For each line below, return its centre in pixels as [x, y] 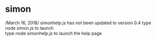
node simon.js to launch [29, 28]
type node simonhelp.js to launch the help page [54, 33]
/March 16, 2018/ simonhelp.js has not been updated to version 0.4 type [78, 23]
